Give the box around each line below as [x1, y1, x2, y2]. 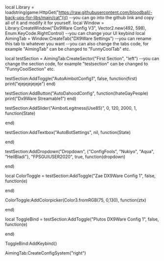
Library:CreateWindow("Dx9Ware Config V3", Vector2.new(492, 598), [5, 25, 146, 31]
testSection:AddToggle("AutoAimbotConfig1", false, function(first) [5, 76, 138, 81]
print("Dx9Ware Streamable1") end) [5, 96, 77, 101]
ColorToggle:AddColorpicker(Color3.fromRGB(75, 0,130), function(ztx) [5, 197, 146, 203]
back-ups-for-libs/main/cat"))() [5, 15, 69, 20]
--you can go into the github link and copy [69, 15, 154, 20]
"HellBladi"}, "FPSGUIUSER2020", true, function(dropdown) [5, 154, 126, 160]
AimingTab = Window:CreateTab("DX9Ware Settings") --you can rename [5, 35, 152, 41]
